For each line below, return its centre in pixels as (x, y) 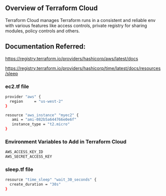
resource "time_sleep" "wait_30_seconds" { (51, 180)
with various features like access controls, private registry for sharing (76, 25)
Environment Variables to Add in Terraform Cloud (66, 142)
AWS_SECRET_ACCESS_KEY (29, 157)
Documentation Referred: (45, 47)
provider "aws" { (23, 97)
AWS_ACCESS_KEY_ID (24, 152)
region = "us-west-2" (37, 101)
